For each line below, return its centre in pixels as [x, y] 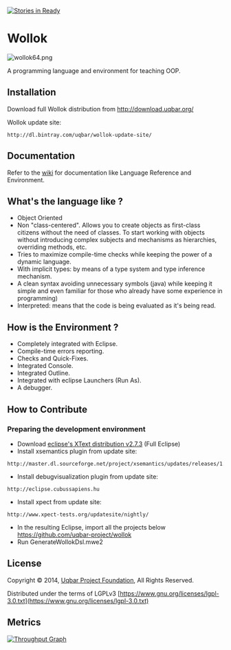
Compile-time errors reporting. [60, 351]
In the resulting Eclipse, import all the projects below [91, 527]
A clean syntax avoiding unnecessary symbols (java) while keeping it [115, 284]
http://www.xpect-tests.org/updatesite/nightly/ [78, 514]
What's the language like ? [65, 201]
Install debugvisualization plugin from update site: [87, 476]
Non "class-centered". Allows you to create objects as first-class [109, 225]
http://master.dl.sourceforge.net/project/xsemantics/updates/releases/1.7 [118, 464]
